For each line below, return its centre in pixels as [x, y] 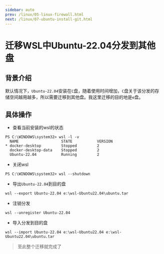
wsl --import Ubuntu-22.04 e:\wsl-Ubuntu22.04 [54, 232]
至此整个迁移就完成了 [39, 246]
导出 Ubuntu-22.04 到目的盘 [39, 184]
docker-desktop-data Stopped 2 [54, 150]
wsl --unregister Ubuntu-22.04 [38, 213]
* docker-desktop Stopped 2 [52, 146]
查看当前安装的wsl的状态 [38, 128]
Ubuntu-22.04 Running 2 [54, 155]
